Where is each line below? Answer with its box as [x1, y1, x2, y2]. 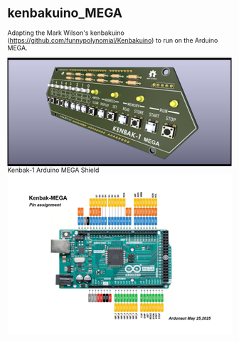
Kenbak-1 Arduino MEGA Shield [7, 166, 100, 175]
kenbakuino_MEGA [7, 5, 123, 21]
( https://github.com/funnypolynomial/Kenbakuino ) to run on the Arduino [7, 36, 218, 44]
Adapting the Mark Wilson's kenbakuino [7, 28, 124, 37]
